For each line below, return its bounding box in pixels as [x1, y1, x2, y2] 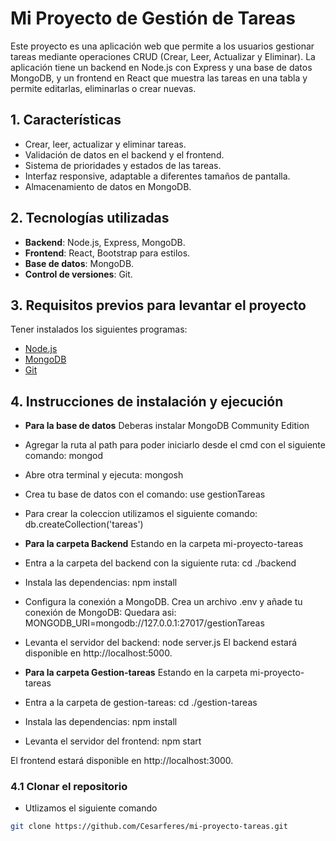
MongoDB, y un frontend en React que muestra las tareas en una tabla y [10, 72, 308, 84]
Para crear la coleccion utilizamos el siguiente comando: [24, 508, 258, 520]
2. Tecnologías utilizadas [10, 210, 170, 227]
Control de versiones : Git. [24, 268, 133, 280]
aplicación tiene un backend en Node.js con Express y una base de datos [10, 61, 313, 73]
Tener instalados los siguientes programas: [10, 323, 188, 336]
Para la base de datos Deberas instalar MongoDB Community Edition [24, 420, 310, 432]
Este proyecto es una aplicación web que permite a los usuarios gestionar [10, 40, 315, 52]
